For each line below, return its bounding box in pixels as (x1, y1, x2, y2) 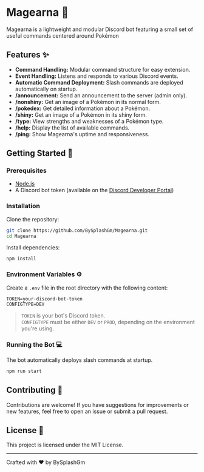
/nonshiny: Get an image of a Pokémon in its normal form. (15, 98, 161, 105)
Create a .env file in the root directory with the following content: (6, 284, 168, 291)
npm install (6, 255, 36, 262)
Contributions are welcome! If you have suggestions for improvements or (6, 401, 189, 408)
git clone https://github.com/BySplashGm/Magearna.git (6, 227, 148, 234)
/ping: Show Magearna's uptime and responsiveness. (15, 130, 150, 137)
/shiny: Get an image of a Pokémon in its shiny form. (15, 111, 148, 118)
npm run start (6, 368, 42, 374)
